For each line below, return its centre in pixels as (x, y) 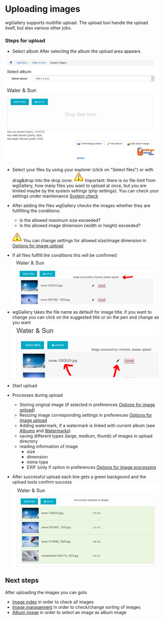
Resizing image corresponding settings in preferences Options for (86, 415)
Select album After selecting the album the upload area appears (76, 51)
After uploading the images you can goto (46, 592)
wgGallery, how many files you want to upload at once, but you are (79, 186)
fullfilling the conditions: (36, 211)
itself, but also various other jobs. (39, 27)
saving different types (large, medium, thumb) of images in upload (86, 436)
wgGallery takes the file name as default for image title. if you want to (82, 312)
